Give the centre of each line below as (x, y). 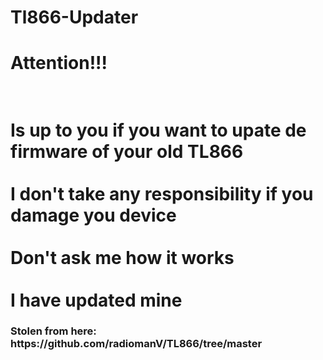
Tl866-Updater (74, 17)
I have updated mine (96, 300)
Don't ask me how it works (122, 257)
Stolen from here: (53, 331)
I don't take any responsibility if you (162, 193)
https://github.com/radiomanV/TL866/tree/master (136, 344)
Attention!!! (59, 63)
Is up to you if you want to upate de (158, 130)
